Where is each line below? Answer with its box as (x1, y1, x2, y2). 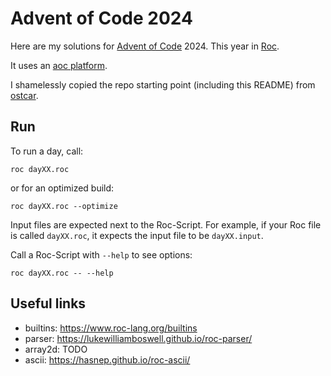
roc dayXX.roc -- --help (10, 268, 114, 278)
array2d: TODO (24, 343, 88, 355)
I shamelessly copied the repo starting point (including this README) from (10, 78, 316, 91)
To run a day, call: (10, 145, 84, 157)
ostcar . (10, 89, 39, 101)
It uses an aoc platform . (10, 59, 108, 71)
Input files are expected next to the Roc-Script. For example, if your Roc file (10, 218, 322, 231)
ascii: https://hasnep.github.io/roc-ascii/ (24, 353, 191, 366)
